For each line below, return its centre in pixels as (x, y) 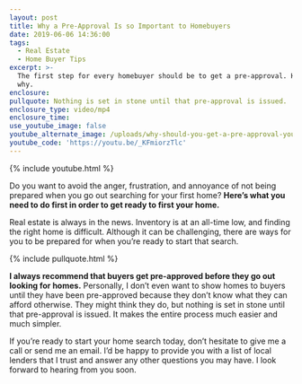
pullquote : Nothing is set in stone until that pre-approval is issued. (148, 101)
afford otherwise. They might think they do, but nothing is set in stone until (147, 304)
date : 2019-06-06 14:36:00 (60, 34)
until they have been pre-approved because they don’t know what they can (148, 295)
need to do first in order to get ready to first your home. (115, 205)
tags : (19, 43)
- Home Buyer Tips (52, 59)
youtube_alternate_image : (58, 135)
